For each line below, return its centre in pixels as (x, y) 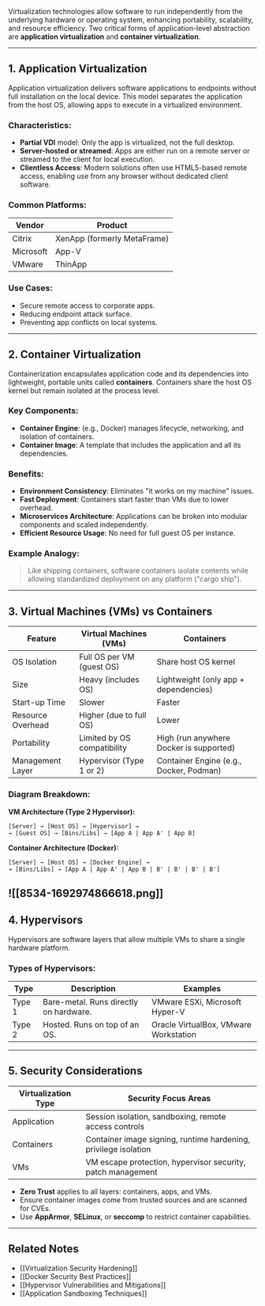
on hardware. (67, 1012)
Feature (42, 638)
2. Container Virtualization (75, 355)
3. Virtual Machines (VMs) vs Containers (110, 611)
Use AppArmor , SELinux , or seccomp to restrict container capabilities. (135, 1217)
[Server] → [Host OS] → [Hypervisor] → (74, 826)
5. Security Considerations (75, 1071)
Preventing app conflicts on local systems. (88, 322)
